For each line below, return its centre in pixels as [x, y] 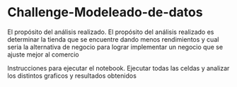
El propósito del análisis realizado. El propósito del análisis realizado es [111, 32]
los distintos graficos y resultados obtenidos [72, 76]
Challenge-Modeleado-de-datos [105, 12]
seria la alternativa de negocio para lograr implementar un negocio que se [115, 47]
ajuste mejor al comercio [43, 54]
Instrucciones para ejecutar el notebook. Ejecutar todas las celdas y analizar [118, 68]
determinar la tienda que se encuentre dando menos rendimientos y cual [113, 39]
